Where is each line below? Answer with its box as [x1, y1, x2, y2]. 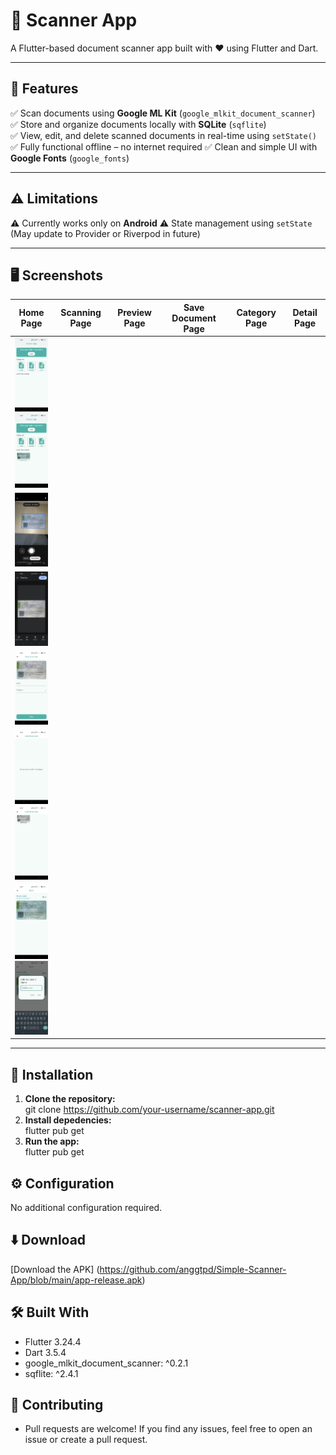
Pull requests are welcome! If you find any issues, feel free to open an [24, 1423, 313, 1435]
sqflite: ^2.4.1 [24, 1367, 79, 1379]
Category [236, 307, 277, 319]
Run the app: [24, 1135, 80, 1148]
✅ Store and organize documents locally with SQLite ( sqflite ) [10, 118, 267, 130]
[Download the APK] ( [10, 1263, 100, 1275]
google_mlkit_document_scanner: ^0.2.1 [24, 1357, 189, 1369]
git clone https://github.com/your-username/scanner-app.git [24, 1104, 275, 1116]
